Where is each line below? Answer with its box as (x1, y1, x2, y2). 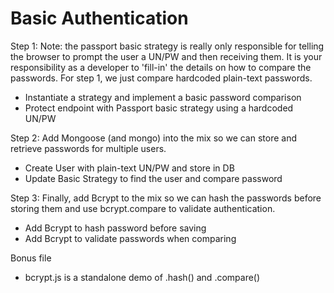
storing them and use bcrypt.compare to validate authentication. (10, 202, 276, 214)
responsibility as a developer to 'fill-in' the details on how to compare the (10, 61, 312, 73)
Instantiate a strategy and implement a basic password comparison (24, 91, 302, 103)
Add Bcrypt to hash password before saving (24, 222, 207, 234)
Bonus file (10, 252, 52, 264)
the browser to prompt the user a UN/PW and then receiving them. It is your (10, 50, 323, 62)
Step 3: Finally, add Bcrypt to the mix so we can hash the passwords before (10, 192, 322, 204)
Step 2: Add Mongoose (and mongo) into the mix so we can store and (10, 132, 298, 144)
